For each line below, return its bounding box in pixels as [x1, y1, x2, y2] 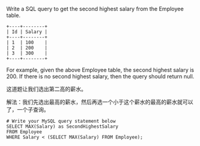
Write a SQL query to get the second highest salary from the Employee [6, 5, 184, 12]
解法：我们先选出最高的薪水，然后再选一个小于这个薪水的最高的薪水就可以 [6, 98, 193, 106]
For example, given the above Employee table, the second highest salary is [6, 67, 195, 73]
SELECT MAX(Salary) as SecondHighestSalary [6, 123, 119, 130]
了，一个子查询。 [6, 106, 49, 113]
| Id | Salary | [6, 29, 48, 35]
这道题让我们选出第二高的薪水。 [6, 86, 87, 92]
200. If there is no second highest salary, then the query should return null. [6, 73, 195, 80]
